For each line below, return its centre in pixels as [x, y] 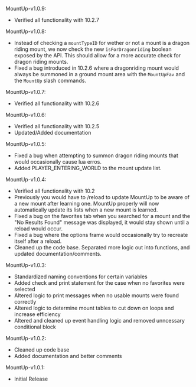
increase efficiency [37, 314]
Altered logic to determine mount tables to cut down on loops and [94, 308]
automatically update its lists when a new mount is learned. [86, 210]
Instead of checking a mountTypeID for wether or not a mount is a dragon [102, 43]
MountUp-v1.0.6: [26, 115]
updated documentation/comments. [58, 254]
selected [25, 289]
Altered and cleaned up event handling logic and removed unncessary [99, 321]
